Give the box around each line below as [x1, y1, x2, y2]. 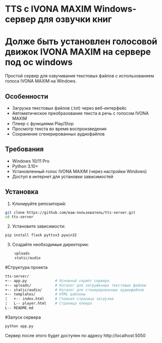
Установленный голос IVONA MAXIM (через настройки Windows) [12, 168, 147, 174]
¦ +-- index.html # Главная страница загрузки [5, 296, 114, 302]
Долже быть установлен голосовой [5, 36, 158, 47]
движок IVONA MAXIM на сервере [5, 46, 151, 57]
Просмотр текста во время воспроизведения [12, 126, 107, 132]
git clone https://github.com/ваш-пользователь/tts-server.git [5, 210, 136, 215]
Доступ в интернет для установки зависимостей [12, 173, 113, 179]
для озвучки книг [37, 14, 112, 25]
